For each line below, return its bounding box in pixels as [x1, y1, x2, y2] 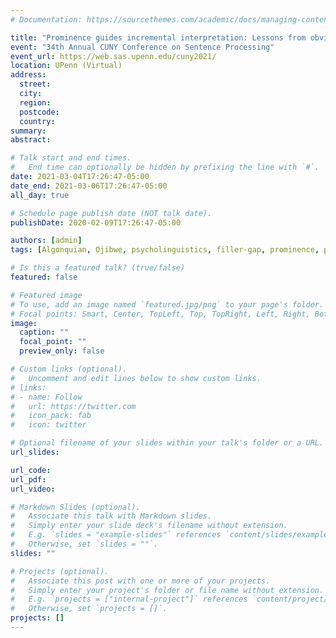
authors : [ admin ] [10, 236, 83, 246]
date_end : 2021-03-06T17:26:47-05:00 [10, 181, 168, 191]
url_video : [10, 484, 56, 494]
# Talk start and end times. [10, 153, 132, 163]
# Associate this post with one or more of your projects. [10, 576, 271, 586]
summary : [10, 126, 47, 136]
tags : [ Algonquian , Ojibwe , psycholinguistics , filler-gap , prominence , [10, 245, 320, 255]
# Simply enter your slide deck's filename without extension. [10, 521, 288, 531]
